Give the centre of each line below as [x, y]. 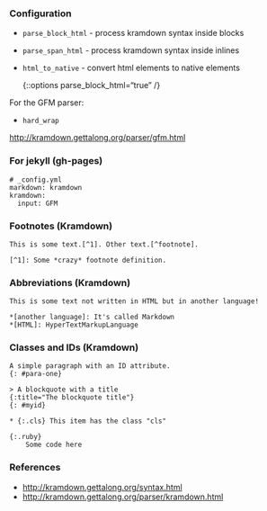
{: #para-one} [36, 374]
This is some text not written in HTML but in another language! [134, 301]
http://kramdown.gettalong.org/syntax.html [102, 487]
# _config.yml [36, 179]
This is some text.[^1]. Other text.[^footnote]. [104, 244]
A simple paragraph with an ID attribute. [90, 366]
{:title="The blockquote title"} [72, 398]
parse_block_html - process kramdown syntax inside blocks [133, 33]
